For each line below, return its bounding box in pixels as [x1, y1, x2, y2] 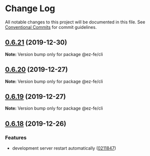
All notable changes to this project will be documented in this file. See [5, 19, 146, 25]
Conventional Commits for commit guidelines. [5, 24, 97, 30]
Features [5, 134, 27, 141]
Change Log [5, 3, 55, 14]
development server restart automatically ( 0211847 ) [12, 145, 116, 151]
